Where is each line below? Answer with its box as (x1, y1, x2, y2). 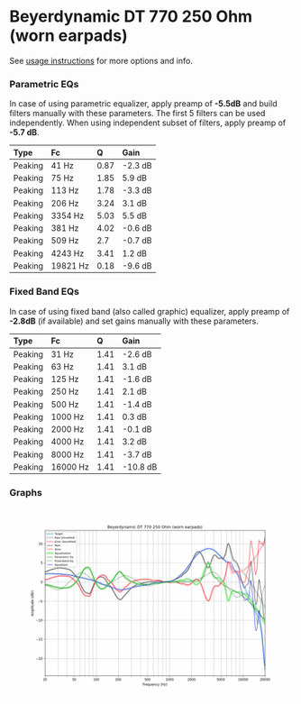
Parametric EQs (9, 78, 79, 90)
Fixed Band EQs (9, 286, 79, 298)
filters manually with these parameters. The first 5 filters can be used (9, 108, 266, 119)
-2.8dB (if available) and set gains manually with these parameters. (9, 315, 259, 326)
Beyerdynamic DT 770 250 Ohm (9, 6, 253, 27)
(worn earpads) (9, 25, 128, 46)
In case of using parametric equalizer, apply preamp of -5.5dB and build (9, 98, 278, 109)
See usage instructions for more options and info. (9, 55, 194, 66)
